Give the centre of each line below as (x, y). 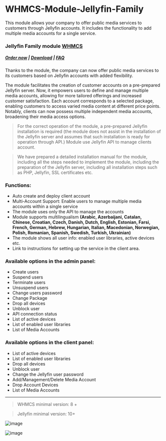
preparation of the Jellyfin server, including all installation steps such (87, 167)
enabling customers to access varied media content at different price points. (83, 106)
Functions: (18, 185)
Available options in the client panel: (50, 343)
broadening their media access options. (45, 117)
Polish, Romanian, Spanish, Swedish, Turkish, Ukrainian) (71, 233)
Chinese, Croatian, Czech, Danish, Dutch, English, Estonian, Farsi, (81, 222)
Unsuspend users (30, 288)
